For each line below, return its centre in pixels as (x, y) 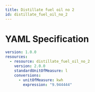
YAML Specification (47, 39)
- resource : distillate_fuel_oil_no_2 (50, 62)
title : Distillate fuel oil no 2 (40, 10)
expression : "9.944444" (47, 85)
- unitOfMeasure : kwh (41, 80)
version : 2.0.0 (30, 66)
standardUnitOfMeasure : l (41, 71)
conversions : (28, 75)
